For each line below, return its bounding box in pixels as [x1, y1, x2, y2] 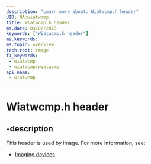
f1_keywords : [6, 53, 38, 59]
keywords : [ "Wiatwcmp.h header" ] [6, 31, 89, 37]
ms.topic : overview [6, 42, 54, 48]
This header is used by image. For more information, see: [6, 140, 146, 147]
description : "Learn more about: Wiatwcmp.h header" [6, 8, 139, 15]
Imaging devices [14, 151, 55, 158]
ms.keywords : [6, 36, 38, 42]
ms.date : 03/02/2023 [6, 25, 57, 31]
